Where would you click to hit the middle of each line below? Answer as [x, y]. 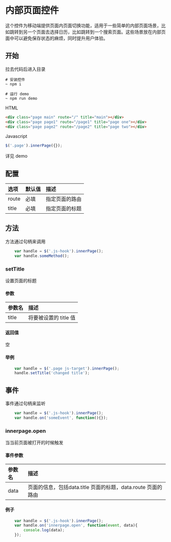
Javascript [16, 136]
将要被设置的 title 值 [52, 318]
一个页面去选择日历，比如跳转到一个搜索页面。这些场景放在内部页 [96, 32]
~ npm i [13, 84]
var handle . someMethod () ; [42, 256]
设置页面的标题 [21, 280]
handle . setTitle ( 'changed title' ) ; [52, 373]
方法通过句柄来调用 [25, 241]
